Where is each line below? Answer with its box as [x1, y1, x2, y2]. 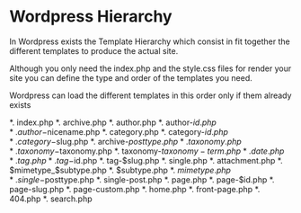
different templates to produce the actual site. [9, 45, 179, 56]
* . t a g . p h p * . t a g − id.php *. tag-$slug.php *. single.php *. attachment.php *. [9, 155, 283, 165]
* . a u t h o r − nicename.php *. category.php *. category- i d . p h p [9, 126, 229, 137]
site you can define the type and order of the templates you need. [9, 72, 253, 83]
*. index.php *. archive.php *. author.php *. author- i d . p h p [9, 117, 217, 128]
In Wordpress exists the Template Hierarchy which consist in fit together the [9, 36, 290, 47]
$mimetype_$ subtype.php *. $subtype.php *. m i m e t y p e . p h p [9, 164, 232, 175]
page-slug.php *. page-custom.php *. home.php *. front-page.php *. [9, 183, 261, 194]
